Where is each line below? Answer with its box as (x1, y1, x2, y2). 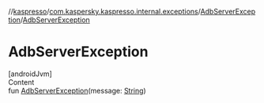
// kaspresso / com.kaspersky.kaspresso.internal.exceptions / (8, 7, 201, 16)
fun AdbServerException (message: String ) (8, 86, 146, 95)
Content (8, 77, 35, 86)
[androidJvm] (8, 69, 53, 78)
